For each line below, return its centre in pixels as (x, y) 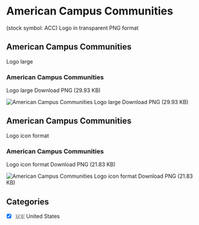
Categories (28, 202)
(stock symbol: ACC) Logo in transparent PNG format (73, 28)
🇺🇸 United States (38, 216)
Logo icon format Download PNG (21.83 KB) (61, 165)
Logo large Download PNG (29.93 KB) (54, 90)
